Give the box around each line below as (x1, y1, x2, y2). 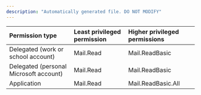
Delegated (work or (9, 45, 64, 53)
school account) (9, 52, 55, 61)
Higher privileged (128, 27, 179, 36)
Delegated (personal (9, 62, 67, 70)
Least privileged (74, 27, 121, 36)
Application (9, 79, 41, 87)
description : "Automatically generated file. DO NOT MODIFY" (6, 8, 162, 15)
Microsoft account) (9, 69, 63, 78)
